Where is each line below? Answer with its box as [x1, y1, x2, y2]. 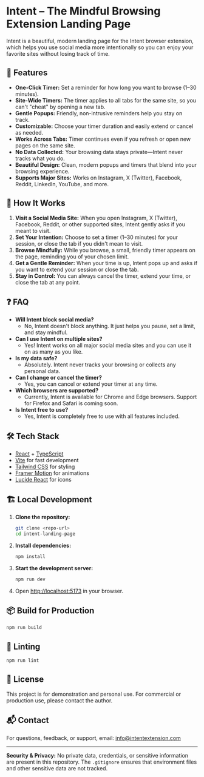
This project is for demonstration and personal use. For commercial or [6, 690, 181, 698]
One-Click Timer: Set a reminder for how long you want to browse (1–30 [15, 84, 197, 91]
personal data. [24, 368, 61, 375]
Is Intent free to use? [15, 406, 69, 414]
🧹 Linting [6, 641, 41, 651]
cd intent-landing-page [15, 531, 76, 537]
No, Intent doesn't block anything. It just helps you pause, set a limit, [24, 323, 195, 330]
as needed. [15, 129, 44, 136]
